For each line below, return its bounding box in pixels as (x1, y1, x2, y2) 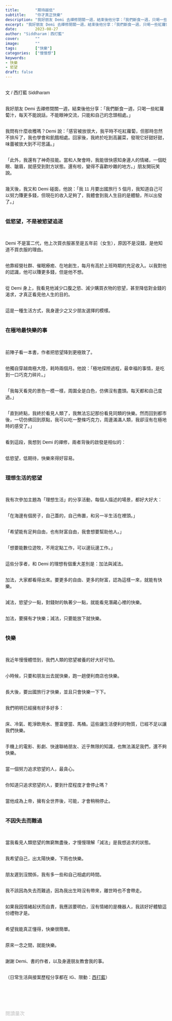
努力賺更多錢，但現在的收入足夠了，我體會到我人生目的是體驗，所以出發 (9, 193, 162, 198)
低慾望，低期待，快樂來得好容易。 (5, 455, 77, 461)
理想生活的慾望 (5, 475, 42, 481)
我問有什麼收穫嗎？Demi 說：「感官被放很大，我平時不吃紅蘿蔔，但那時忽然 (5, 128, 163, 134)
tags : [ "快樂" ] (5, 46, 52, 51)
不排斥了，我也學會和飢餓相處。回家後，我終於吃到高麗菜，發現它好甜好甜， (5, 135, 167, 140)
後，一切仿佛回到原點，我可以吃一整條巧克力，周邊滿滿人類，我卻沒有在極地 (5, 417, 167, 423)
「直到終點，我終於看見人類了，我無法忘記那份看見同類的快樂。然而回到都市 (5, 410, 167, 416)
